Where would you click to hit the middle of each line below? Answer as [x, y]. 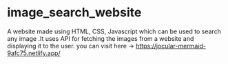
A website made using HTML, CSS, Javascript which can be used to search [114, 31]
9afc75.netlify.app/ [34, 53]
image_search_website [74, 13]
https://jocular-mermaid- [171, 46]
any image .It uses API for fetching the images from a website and [101, 38]
